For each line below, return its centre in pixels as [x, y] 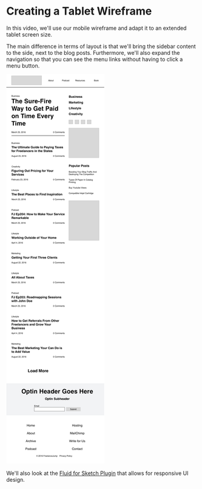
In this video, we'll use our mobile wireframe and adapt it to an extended [96, 28]
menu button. [23, 66]
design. [16, 479]
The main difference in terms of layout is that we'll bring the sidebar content [101, 46]
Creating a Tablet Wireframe [79, 11]
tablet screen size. [29, 34]
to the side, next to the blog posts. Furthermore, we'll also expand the [93, 52]
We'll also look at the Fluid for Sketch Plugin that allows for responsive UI [97, 473]
